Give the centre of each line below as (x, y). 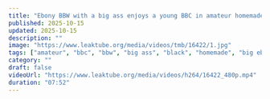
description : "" (35, 38)
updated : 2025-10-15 (43, 30)
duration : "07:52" (39, 82)
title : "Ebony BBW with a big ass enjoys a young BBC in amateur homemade (136, 16)
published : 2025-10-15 (46, 23)
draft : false (30, 68)
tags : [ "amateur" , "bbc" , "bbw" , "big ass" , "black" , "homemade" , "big (131, 53)
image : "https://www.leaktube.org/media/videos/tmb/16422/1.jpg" (120, 46)
